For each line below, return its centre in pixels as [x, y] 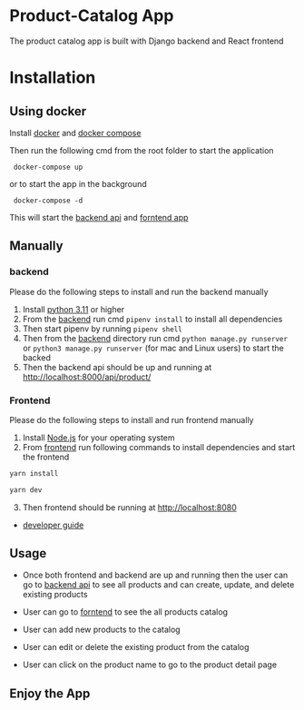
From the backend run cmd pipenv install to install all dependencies [152, 319]
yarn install [34, 473]
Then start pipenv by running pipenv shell [103, 329]
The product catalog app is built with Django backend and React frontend [147, 41]
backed [37, 357]
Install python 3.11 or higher [74, 309]
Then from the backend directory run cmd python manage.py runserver [155, 338]
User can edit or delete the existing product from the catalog [136, 647]
